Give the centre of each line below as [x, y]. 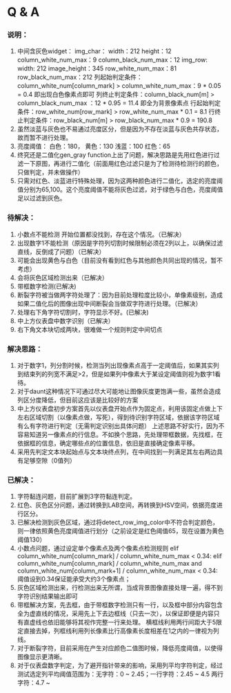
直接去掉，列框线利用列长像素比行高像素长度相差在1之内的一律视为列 [121, 631]
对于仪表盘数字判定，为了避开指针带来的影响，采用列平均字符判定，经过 [120, 665]
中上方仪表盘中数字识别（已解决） [66, 321]
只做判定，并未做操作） [50, 172]
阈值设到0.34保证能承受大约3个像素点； [74, 579]
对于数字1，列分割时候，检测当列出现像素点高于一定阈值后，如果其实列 [118, 366]
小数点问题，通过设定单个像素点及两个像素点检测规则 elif [98, 548]
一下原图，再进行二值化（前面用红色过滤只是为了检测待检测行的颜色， [123, 164]
